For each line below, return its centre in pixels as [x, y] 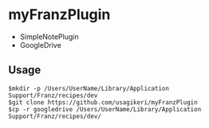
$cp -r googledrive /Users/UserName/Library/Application [105, 109]
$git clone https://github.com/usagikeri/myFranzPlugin [103, 102]
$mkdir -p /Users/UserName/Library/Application [89, 88]
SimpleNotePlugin [49, 37]
